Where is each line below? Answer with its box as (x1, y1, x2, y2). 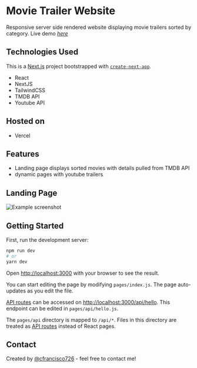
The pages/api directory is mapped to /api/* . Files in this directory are (6, 316, 177, 323)
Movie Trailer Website (6, 4, 116, 18)
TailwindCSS (14, 87, 46, 94)
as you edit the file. (27, 287, 74, 294)
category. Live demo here (6, 29, 69, 37)
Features (6, 149, 39, 159)
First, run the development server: (6, 236, 89, 243)
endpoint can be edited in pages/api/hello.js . (6, 305, 119, 312)
